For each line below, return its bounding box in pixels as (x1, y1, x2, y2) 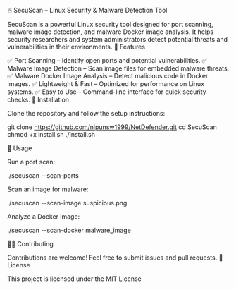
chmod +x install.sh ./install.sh (7, 131, 96, 138)
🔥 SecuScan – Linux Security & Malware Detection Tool (7, 6, 168, 14)
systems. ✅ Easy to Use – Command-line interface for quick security (7, 87, 206, 96)
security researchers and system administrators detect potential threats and (7, 35, 228, 43)
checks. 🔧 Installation (7, 95, 69, 104)
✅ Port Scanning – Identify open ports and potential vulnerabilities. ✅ (7, 56, 208, 64)
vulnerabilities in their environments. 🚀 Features (7, 42, 146, 51)
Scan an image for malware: (7, 185, 89, 193)
